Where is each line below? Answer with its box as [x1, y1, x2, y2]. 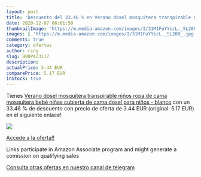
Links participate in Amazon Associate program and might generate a [6, 146, 177, 153]
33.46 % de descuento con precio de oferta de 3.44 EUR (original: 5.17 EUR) [6, 105, 194, 112]
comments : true [6, 37, 44, 43]
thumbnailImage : [6, 25, 47, 32]
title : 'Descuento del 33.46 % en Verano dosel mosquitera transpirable [6, 14, 191, 20]
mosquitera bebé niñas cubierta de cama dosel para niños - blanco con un [6, 98, 190, 106]
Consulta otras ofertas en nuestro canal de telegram [6, 164, 135, 171]
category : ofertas [6, 43, 52, 49]
